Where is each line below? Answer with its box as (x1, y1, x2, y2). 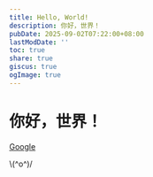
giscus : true (9, 63, 57, 72)
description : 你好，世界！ (9, 21, 101, 30)
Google (9, 141, 36, 151)
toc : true (9, 46, 46, 55)
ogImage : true (9, 71, 62, 80)
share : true (9, 54, 53, 63)
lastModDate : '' (9, 37, 69, 47)
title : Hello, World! (9, 12, 89, 22)
